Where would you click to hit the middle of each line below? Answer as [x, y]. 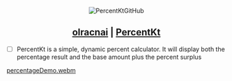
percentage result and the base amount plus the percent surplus [109, 57]
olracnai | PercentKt [116, 32]
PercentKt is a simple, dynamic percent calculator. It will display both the [121, 49]
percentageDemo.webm [41, 70]
